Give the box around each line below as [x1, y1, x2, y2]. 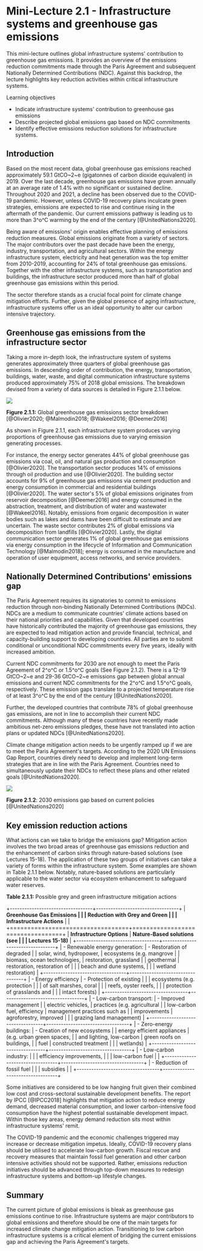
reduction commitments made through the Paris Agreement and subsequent [6, 62, 196, 70]
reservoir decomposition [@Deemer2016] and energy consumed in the [6, 496, 182, 503]
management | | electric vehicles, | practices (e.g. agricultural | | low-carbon [6, 1001, 196, 1009]
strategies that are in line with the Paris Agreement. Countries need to [6, 761, 180, 768]
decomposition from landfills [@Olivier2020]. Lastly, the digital [6, 528, 162, 536]
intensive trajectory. [6, 310, 56, 317]
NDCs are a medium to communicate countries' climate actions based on [6, 609, 188, 617]
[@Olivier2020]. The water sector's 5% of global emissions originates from [6, 490, 193, 497]
